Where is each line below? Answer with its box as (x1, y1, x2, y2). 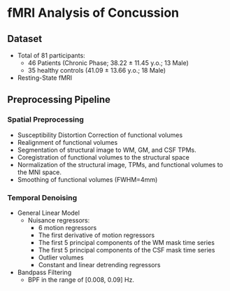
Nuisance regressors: (27, 215, 90, 225)
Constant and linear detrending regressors (38, 260, 161, 269)
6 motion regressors (38, 223, 97, 232)
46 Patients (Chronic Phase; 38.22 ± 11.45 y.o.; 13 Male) (27, 59, 189, 67)
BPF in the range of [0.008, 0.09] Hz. (27, 275, 135, 284)
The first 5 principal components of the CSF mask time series (38, 246, 215, 254)
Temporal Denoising (7, 192, 78, 202)
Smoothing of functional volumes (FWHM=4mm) (17, 175, 158, 183)
